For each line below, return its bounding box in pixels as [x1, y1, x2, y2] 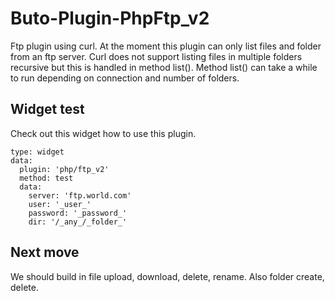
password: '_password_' [28, 208, 128, 218]
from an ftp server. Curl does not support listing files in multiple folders [10, 50, 303, 62]
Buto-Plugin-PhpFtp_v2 [10, 7, 210, 30]
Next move [10, 244, 80, 261]
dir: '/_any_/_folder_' [28, 217, 128, 227]
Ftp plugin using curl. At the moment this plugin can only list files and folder [10, 40, 322, 52]
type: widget [10, 147, 65, 157]
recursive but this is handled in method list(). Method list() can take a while [10, 61, 318, 73]
